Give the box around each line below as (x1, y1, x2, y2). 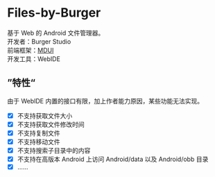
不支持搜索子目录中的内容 (17, 146, 91, 154)
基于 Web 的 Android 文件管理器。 (7, 28, 105, 37)
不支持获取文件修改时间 (17, 120, 85, 128)
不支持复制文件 (17, 128, 60, 137)
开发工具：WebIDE (7, 54, 61, 63)
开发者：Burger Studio (7, 37, 71, 46)
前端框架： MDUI (7, 46, 54, 54)
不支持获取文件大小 (17, 111, 73, 119)
